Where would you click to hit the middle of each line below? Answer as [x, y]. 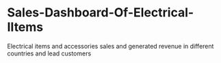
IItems [25, 27]
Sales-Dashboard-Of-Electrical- [101, 13]
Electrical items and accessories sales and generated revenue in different [110, 46]
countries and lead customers [49, 53]
